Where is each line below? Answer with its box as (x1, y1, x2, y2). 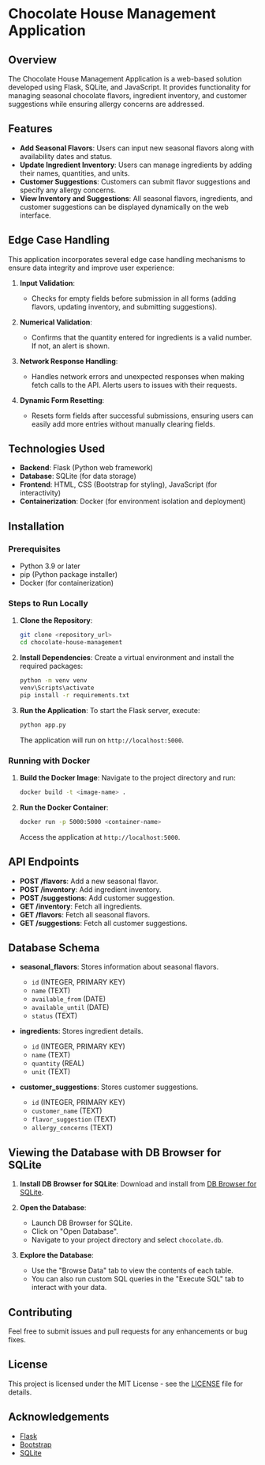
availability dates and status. (19, 151, 113, 161)
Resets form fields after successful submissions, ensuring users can (31, 411, 254, 420)
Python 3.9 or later (19, 561, 80, 571)
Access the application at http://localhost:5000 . (19, 832, 181, 841)
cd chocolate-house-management (19, 639, 123, 647)
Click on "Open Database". (31, 1227, 118, 1236)
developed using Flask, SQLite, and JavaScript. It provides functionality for (8, 82, 251, 92)
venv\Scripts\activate (19, 684, 95, 693)
